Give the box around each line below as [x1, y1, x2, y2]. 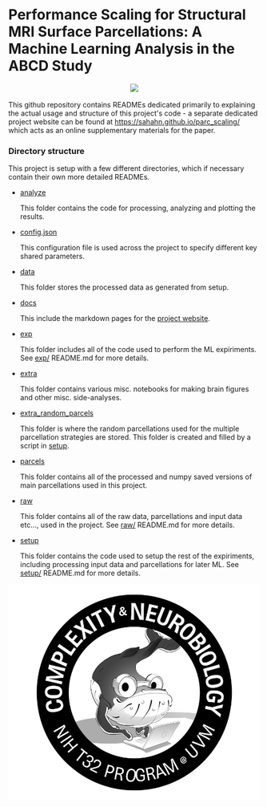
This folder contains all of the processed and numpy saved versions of [19, 472, 253, 482]
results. [19, 212, 46, 221]
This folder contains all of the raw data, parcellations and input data [19, 512, 242, 521]
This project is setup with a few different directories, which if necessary [8, 164, 245, 173]
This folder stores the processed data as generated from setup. [19, 282, 229, 292]
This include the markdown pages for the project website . [19, 314, 210, 323]
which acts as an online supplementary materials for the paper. [8, 125, 216, 135]
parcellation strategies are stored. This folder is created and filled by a [19, 432, 252, 442]
